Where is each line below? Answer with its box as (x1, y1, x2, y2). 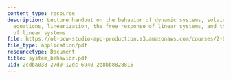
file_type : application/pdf (7, 42, 88, 49)
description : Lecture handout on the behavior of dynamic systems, (7, 16, 205, 23)
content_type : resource (7, 10, 76, 17)
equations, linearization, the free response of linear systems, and (13, 23, 217, 30)
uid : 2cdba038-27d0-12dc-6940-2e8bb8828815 (7, 61, 134, 68)
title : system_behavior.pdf (7, 55, 88, 62)
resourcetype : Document (7, 49, 76, 56)
